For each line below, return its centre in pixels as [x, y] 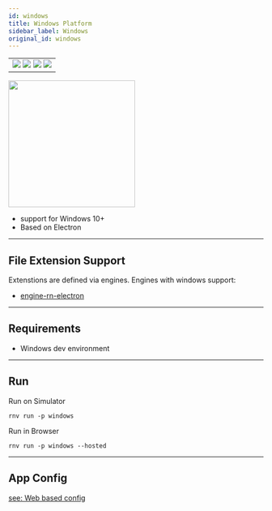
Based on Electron [51, 227]
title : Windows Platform [50, 24]
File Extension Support [67, 260]
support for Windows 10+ [62, 219]
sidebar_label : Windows [49, 31]
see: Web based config [47, 498]
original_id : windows [45, 39]
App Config [38, 478]
